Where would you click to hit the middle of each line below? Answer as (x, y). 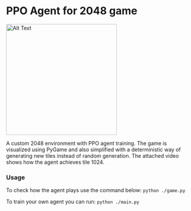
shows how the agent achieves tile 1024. (55, 162)
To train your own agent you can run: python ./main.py (73, 202)
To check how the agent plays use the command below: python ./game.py (96, 190)
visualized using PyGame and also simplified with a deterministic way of (93, 150)
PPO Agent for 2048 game (72, 11)
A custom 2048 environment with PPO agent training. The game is (86, 143)
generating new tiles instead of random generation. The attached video (93, 155)
